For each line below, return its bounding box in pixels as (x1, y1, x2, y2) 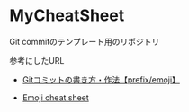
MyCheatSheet (9, 5, 125, 26)
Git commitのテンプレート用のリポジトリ (9, 36, 160, 47)
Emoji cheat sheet (22, 91, 90, 103)
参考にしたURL (9, 55, 65, 65)
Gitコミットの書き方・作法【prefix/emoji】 (22, 73, 180, 85)
